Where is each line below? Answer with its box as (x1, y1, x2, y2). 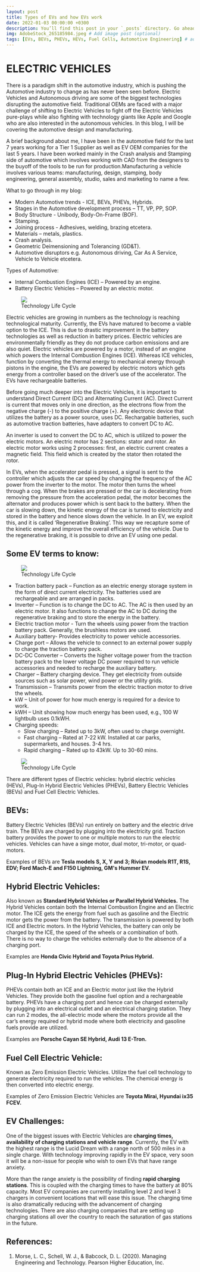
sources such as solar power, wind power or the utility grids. (14, 676, 163, 684)
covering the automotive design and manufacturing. (6, 126, 133, 133)
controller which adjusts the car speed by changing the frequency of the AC (6, 474, 192, 482)
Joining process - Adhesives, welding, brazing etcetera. (14, 224, 152, 231)
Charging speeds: (14, 721, 59, 728)
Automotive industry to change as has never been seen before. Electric (6, 87, 180, 95)
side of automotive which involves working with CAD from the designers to (6, 156, 189, 164)
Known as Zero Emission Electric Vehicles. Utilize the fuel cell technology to (6, 1069, 192, 1076)
